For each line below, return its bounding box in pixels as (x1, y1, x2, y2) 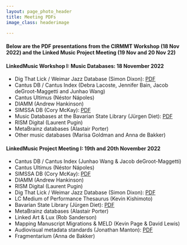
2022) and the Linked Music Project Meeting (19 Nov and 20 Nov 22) (6, 49, 176, 56)
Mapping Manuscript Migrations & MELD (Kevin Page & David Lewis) (14, 220, 181, 227)
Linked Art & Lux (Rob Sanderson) (14, 214, 97, 221)
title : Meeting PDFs (6, 14, 57, 20)
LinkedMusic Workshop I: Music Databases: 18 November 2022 (6, 62, 164, 69)
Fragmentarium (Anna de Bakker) (14, 233, 96, 240)
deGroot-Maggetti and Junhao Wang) (14, 88, 106, 95)
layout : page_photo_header (6, 8, 72, 15)
